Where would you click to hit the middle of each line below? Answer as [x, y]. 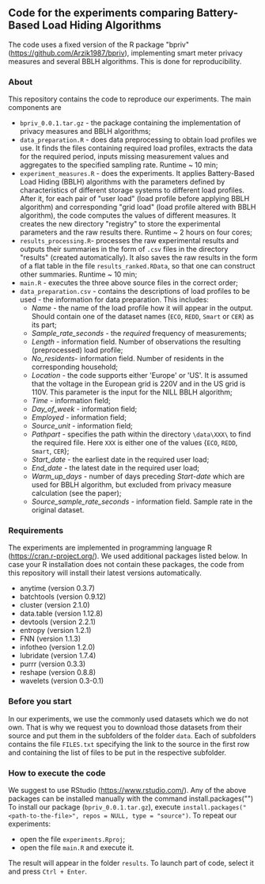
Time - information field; [71, 401]
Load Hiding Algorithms [102, 26]
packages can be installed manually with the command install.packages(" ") [131, 798]
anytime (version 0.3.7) [57, 589]
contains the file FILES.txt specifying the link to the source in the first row [129, 744]
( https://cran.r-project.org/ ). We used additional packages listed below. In [128, 556]
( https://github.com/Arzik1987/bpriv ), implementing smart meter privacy [125, 53]
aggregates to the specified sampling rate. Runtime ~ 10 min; [119, 165]
